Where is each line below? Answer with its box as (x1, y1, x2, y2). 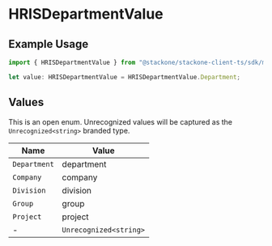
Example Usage (8, 37, 89, 51)
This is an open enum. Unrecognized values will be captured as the (8, 117, 233, 126)
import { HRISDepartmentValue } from (8, 58, 136, 66)
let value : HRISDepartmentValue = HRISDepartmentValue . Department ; (8, 73, 241, 81)
